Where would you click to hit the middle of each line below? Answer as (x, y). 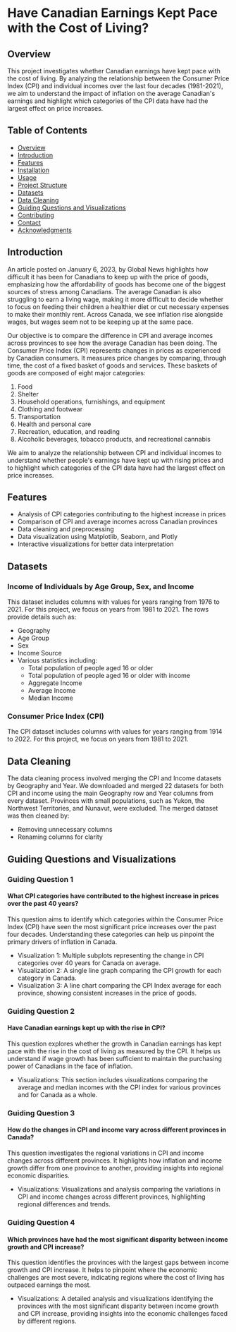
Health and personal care (54, 424)
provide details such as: (42, 617)
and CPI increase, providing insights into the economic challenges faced (122, 1314)
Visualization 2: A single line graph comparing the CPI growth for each (119, 970)
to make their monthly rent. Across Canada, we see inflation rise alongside (115, 314)
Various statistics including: (57, 660)
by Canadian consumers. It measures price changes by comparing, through (117, 358)
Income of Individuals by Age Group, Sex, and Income (101, 586)
